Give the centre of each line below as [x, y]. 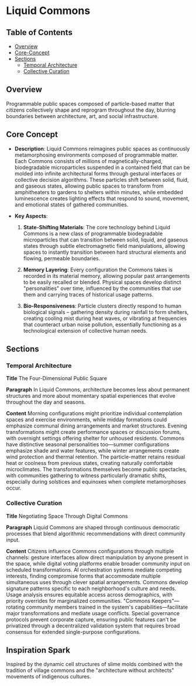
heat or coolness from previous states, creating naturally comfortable [90, 463]
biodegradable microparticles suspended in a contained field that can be [102, 167]
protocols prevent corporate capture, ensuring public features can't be [91, 619]
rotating [16, 607]
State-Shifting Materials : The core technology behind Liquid [97, 227]
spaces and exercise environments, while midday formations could [87, 420]
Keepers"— [166, 601]
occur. [14, 488]
